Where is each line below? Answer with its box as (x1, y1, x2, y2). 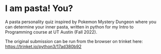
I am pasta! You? (5, 3, 73, 14)
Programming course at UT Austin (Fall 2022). (5, 29, 97, 35)
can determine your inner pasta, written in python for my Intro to (5, 24, 134, 29)
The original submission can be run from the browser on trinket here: (5, 38, 143, 44)
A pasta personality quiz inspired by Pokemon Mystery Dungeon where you (5, 19, 157, 25)
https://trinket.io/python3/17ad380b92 (5, 43, 82, 49)
